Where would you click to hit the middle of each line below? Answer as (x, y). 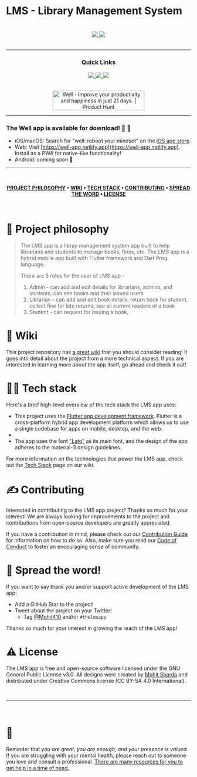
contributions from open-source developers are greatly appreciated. (89, 522)
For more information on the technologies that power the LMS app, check (95, 458)
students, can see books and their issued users (86, 293)
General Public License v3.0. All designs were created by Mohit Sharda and (97, 674)
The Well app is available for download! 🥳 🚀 (69, 128)
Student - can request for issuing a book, (79, 312)
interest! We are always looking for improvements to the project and (88, 516)
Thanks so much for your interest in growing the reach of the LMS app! (92, 628)
